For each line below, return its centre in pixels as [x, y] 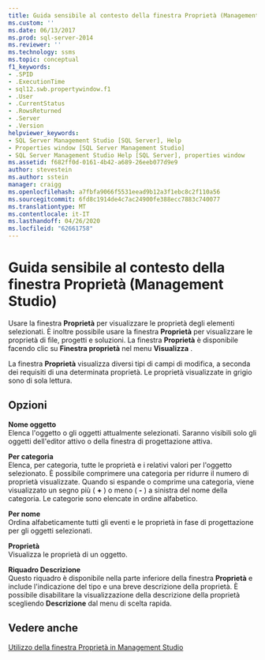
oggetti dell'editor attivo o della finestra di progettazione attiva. [110, 441]
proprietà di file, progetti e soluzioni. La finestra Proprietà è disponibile [123, 340]
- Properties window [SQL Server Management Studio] [97, 148]
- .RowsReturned [35, 111]
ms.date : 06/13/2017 [42, 30]
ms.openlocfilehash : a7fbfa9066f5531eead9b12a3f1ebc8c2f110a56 [114, 192]
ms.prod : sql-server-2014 [50, 38]
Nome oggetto [32, 424]
